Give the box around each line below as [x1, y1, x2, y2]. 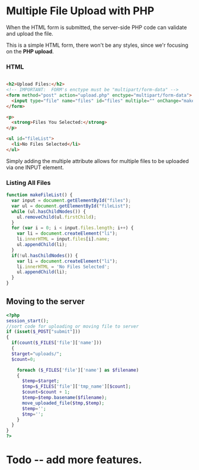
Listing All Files [6, 178, 51, 187]
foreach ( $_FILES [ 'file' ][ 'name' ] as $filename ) [17, 367, 139, 373]
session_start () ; [6, 318, 49, 324]
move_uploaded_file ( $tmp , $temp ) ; [21, 400, 105, 406]
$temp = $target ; [21, 378, 60, 384]
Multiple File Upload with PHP [6, 4, 155, 18]
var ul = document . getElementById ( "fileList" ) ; [11, 203, 131, 209]
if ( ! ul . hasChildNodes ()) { [11, 252, 78, 258]
